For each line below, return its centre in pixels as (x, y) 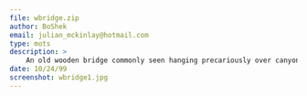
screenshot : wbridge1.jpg (58, 78)
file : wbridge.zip (44, 18)
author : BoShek (38, 27)
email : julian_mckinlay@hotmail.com (79, 35)
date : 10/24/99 (38, 69)
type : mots (30, 43)
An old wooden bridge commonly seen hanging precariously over (149, 60)
